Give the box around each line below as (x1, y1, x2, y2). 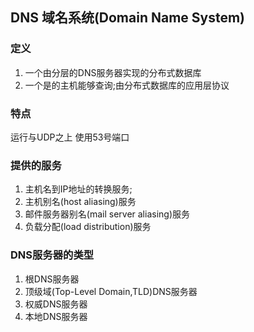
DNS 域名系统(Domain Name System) (10, 9, 246, 27)
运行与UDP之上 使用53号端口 (10, 131, 130, 143)
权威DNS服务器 (24, 298, 88, 310)
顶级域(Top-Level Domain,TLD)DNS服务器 (24, 285, 198, 297)
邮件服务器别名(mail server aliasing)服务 (24, 208, 191, 220)
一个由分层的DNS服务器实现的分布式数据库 (24, 66, 202, 78)
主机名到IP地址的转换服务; (24, 183, 133, 195)
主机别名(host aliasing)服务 (24, 196, 137, 208)
